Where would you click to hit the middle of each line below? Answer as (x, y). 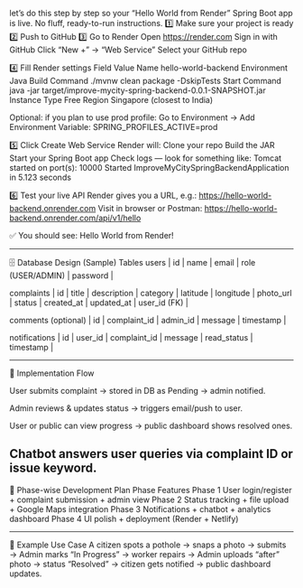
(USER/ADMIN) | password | (62, 275)
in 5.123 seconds (41, 177)
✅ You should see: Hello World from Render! (92, 235)
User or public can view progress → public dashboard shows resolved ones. (151, 425)
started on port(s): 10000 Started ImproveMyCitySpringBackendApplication (150, 168)
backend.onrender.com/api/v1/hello (75, 218)
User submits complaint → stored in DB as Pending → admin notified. (138, 391)
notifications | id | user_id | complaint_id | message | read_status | (132, 337)
